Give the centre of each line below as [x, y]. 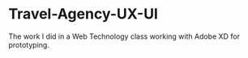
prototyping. [29, 44]
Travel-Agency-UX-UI [83, 14]
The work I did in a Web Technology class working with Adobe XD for [124, 36]
